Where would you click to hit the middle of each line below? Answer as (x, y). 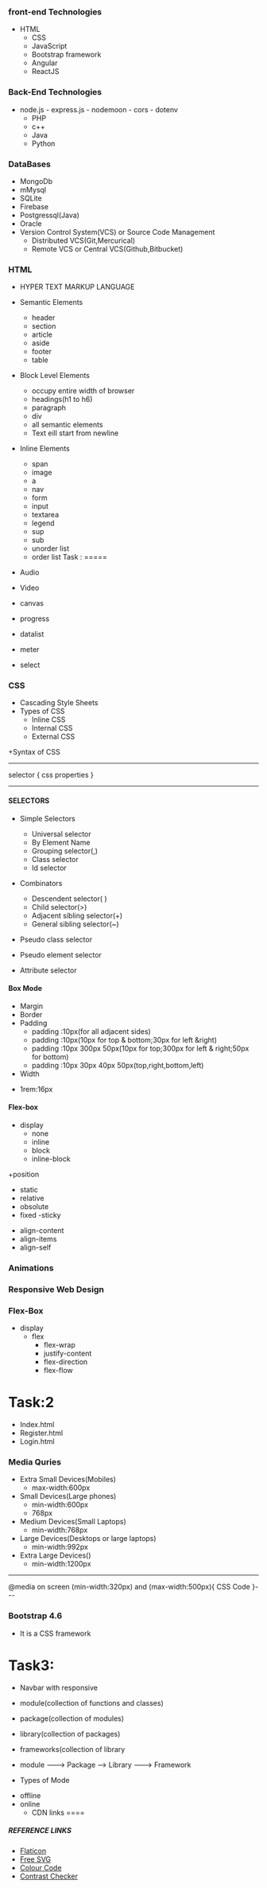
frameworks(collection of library (72, 1749)
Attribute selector (48, 970)
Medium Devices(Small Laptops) (73, 1522)
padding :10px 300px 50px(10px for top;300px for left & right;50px (140, 1048)
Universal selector (61, 833)
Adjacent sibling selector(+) (77, 915)
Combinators (41, 883)
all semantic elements (67, 425)
